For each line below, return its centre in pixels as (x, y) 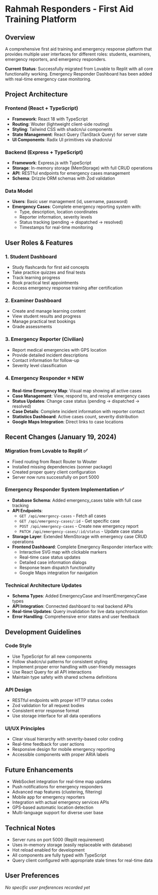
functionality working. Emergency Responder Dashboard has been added (79, 74)
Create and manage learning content (49, 311)
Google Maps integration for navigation (59, 573)
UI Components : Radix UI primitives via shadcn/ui (62, 139)
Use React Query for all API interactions (52, 672)
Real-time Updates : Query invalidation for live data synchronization (80, 612)
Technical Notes (30, 828)
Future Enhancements (39, 770)
